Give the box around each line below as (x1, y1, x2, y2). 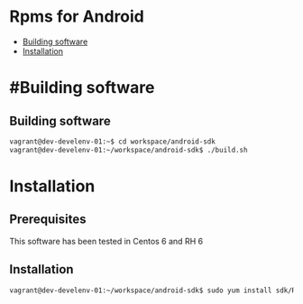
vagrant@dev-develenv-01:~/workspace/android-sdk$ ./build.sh (9, 145, 248, 154)
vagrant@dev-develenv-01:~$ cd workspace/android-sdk (9, 137, 216, 146)
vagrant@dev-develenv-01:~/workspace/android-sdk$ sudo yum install (9, 286, 272, 295)
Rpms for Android (9, 6, 144, 27)
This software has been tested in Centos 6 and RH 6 (9, 235, 204, 246)
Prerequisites (9, 212, 87, 227)
